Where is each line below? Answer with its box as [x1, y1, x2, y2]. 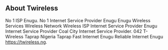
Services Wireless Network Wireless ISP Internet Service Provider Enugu [5, 23, 157, 29]
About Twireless [5, 4, 58, 13]
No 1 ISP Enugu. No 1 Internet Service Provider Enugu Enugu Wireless [5, 17, 151, 23]
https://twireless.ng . [5, 39, 47, 45]
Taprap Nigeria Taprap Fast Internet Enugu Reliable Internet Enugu [24, 33, 163, 39]
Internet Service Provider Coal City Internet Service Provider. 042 [5, 28, 142, 34]
